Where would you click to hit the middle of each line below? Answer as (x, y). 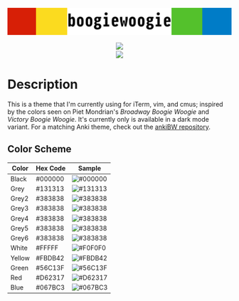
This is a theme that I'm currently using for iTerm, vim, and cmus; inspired (115, 104)
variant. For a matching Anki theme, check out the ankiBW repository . (109, 127)
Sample (90, 169)
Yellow (20, 258)
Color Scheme (39, 149)
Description (43, 84)
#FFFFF (47, 248)
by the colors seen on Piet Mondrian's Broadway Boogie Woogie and (108, 112)
